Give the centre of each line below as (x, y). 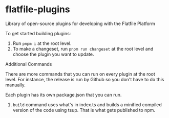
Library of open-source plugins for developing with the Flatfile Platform (80, 23)
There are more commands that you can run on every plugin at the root (80, 74)
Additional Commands (29, 64)
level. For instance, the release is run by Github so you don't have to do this (85, 79)
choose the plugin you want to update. (53, 54)
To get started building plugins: (38, 33)
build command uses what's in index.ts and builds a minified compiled (87, 104)
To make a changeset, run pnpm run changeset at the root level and (83, 49)
